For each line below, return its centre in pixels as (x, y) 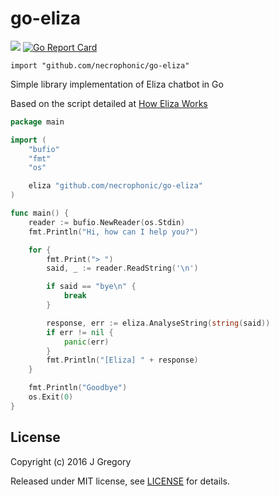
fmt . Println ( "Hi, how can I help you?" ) (113, 232)
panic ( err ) (86, 342)
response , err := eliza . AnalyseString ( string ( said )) (158, 323)
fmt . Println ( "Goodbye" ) (78, 388)
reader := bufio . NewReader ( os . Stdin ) (107, 222)
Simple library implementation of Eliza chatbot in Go (117, 84)
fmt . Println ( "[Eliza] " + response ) (122, 360)
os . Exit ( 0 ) (51, 397)
